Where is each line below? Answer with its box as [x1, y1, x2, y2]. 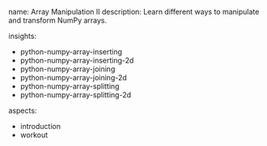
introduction [19, 122, 61, 131]
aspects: [8, 105, 37, 115]
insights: [8, 32, 37, 41]
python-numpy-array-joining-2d [19, 73, 127, 82]
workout [19, 130, 49, 140]
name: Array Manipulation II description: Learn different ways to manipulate [8, 7, 260, 16]
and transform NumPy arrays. [8, 15, 108, 25]
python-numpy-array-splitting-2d [19, 90, 132, 100]
